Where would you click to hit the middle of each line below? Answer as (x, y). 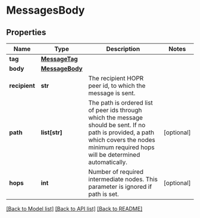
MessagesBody (46, 10)
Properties (26, 32)
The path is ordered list (121, 103)
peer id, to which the (117, 86)
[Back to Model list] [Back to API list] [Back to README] (74, 209)
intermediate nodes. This (123, 179)
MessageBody (62, 69)
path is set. (104, 194)
